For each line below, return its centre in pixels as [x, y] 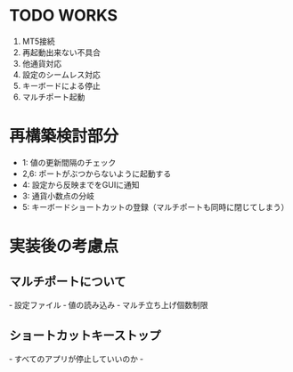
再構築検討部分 [64, 137]
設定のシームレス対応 [61, 74]
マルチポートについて [68, 282]
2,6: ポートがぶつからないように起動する [97, 174]
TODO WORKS [64, 16]
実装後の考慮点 [64, 247]
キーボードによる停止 [61, 85]
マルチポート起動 [53, 97]
